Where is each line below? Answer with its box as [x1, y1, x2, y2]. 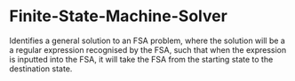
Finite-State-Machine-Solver [9, 6, 228, 26]
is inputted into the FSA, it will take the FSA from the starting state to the [9, 54, 274, 64]
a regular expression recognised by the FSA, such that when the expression [9, 44, 287, 55]
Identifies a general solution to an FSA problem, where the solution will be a [9, 35, 286, 46]
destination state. [9, 63, 73, 74]
